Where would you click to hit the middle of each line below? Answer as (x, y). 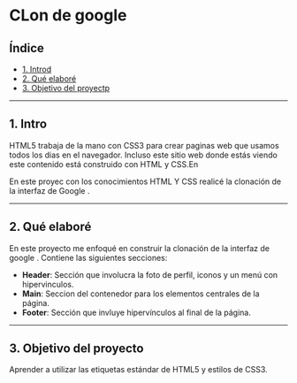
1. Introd (37, 69)
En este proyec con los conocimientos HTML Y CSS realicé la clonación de (145, 181)
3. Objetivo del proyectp (66, 88)
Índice (27, 48)
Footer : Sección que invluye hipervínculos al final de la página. (137, 312)
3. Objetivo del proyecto (76, 349)
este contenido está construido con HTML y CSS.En (104, 164)
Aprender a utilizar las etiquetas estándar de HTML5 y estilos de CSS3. (138, 370)
